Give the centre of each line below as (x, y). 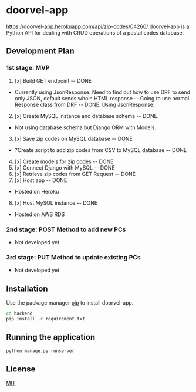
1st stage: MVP (28, 68)
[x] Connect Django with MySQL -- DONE (65, 167)
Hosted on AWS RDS (40, 214)
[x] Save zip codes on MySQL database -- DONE (74, 138)
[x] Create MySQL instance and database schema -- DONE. (87, 116)
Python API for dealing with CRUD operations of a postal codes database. (95, 32)
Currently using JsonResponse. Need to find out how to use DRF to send (102, 92)
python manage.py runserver (40, 351)
